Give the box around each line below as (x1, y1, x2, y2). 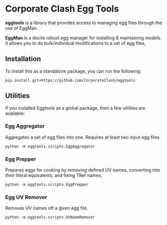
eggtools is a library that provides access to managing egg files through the (5, 20, 162, 26)
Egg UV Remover (5, 194, 48, 201)
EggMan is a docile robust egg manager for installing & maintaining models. (5, 35, 162, 41)
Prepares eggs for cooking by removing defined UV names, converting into (5, 167, 160, 173)
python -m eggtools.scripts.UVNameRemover (5, 215, 95, 220)
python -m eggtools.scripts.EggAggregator (5, 144, 95, 149)
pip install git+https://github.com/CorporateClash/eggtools (5, 78, 136, 83)
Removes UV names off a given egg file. (5, 205, 88, 211)
